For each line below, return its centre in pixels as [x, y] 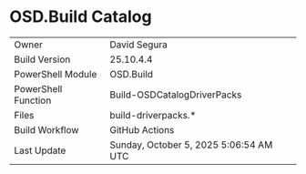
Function [33, 100]
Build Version [42, 59]
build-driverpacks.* [153, 115]
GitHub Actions [142, 129]
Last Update [40, 150]
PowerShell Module [56, 74]
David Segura [139, 45]
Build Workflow [46, 129]
